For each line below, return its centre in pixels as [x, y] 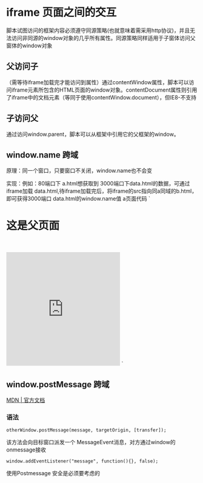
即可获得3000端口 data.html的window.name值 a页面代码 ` [78, 199]
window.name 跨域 [42, 155]
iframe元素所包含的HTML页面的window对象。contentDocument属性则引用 [104, 90]
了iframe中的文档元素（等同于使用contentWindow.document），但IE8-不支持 [101, 97]
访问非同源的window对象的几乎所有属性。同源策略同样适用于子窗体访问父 [103, 38]
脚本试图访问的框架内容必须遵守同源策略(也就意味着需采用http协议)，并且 [98, 30]
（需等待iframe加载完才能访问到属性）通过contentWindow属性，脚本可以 [98, 82]
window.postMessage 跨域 [58, 385]
